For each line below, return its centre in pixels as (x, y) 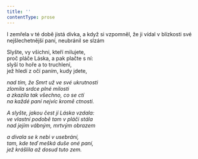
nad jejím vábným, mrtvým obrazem (51, 125)
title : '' (19, 12)
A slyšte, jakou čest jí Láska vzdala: (51, 113)
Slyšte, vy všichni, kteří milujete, (46, 52)
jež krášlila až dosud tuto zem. (44, 150)
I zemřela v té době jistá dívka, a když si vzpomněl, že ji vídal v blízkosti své (99, 34)
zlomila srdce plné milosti (38, 88)
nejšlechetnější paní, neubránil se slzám (56, 40)
